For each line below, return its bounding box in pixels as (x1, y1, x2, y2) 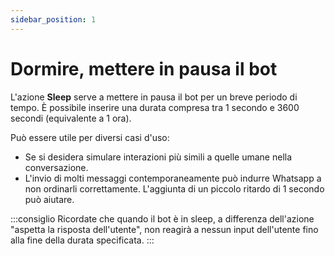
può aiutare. (24, 193, 75, 205)
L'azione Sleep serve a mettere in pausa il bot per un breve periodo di (10, 91, 298, 103)
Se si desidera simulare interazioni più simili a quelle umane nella (24, 151, 293, 163)
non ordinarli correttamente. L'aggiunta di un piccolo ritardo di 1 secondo (24, 182, 325, 195)
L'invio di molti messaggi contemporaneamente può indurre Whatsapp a (24, 172, 322, 184)
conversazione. (24, 161, 89, 173)
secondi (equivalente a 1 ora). (10, 112, 132, 124)
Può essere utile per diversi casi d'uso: (10, 131, 170, 143)
